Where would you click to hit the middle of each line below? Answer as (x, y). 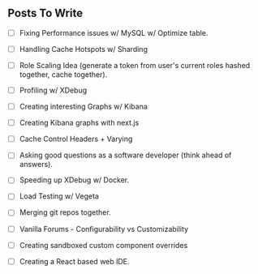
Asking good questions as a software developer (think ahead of (125, 155)
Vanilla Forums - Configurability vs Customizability (103, 229)
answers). (36, 165)
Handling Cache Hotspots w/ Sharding (83, 49)
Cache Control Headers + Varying (76, 139)
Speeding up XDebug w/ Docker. (74, 180)
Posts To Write (45, 13)
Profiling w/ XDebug (53, 90)
